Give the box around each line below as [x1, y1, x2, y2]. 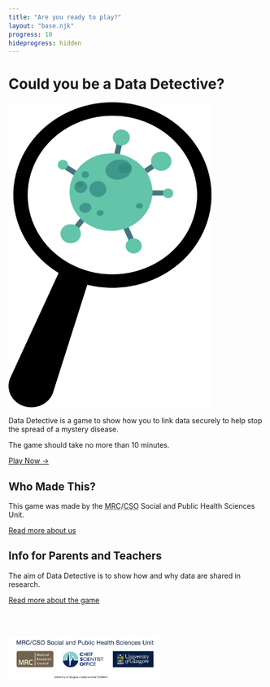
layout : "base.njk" [8, 21, 75, 30]
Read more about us [8, 526, 76, 535]
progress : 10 [8, 30, 53, 38]
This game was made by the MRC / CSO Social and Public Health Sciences [8, 501, 255, 510]
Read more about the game [8, 595, 100, 605]
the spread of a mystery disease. [8, 424, 120, 435]
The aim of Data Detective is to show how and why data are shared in [8, 571, 242, 580]
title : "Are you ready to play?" [8, 13, 122, 21]
